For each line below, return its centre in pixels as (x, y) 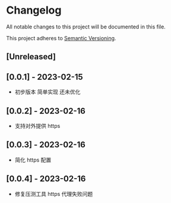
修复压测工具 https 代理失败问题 (54, 194)
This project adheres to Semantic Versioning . (61, 38)
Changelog (34, 10)
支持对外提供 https (37, 125)
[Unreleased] (31, 57)
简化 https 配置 (33, 160)
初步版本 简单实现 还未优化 (47, 92)
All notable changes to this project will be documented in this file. (86, 27)
